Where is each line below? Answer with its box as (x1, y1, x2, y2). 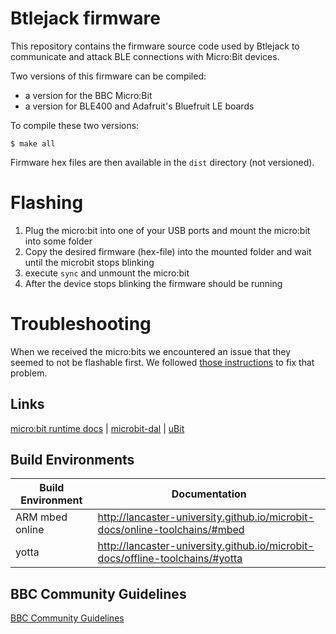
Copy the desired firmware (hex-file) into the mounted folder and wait (24, 245, 312, 257)
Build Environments (10, 452, 135, 469)
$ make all (10, 138, 56, 149)
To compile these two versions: (10, 119, 140, 131)
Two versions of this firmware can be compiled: (10, 70, 207, 82)
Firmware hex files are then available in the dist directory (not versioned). (10, 156, 315, 168)
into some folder (24, 235, 93, 247)
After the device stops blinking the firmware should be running (24, 277, 283, 289)
